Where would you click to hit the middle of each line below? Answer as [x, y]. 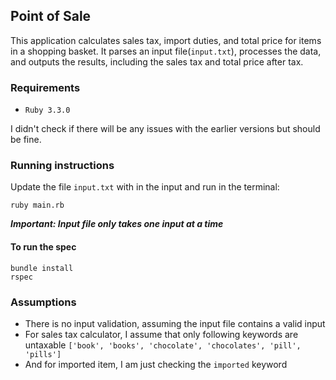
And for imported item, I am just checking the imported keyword [156, 364]
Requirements [45, 87]
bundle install [42, 268]
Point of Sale [51, 16]
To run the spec [43, 247]
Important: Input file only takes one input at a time [117, 224]
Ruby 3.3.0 [47, 110]
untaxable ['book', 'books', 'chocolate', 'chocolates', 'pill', [163, 345]
